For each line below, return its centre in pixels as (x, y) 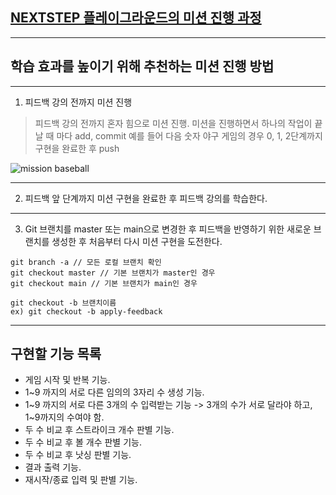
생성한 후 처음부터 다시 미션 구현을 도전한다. (137, 241)
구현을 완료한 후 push (77, 148)
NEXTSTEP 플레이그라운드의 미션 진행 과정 (136, 18)
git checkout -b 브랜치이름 (63, 303)
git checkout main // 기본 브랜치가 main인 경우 (104, 283)
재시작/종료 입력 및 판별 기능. (81, 480)
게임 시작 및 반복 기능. (67, 380)
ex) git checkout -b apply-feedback (86, 311)
